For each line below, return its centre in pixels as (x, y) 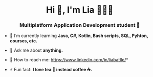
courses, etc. (23, 41)
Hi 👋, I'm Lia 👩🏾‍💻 (80, 10)
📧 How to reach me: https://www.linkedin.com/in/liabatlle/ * (69, 60)
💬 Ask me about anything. (36, 50)
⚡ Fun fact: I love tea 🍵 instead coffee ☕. (51, 70)
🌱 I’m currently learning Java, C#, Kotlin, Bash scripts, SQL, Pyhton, (79, 36)
